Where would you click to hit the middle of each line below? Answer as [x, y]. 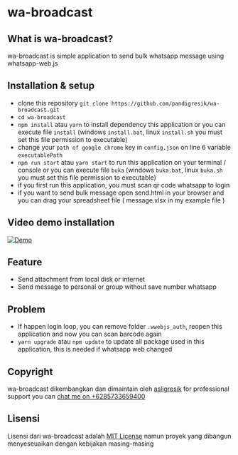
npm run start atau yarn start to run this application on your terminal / [121, 162]
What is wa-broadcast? [60, 39]
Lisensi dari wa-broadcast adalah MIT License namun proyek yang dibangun [120, 436]
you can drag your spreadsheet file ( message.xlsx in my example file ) [121, 200]
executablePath [40, 155]
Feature [25, 262]
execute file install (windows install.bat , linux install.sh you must [120, 132]
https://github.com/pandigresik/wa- [166, 103]
